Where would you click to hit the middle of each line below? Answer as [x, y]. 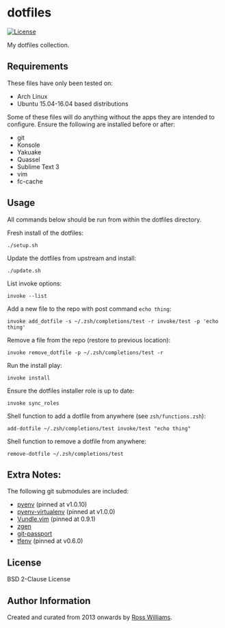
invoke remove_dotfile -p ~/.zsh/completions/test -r [85, 352]
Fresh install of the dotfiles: [45, 233]
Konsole [28, 145]
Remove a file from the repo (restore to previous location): [89, 340]
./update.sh [24, 270]
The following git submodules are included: [68, 491]
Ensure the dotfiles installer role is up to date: [71, 391]
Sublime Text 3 [38, 167]
